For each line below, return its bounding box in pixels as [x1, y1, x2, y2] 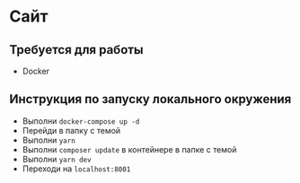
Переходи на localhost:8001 [22, 163, 131, 174]
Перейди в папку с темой [22, 125, 121, 135]
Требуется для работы [9, 42, 144, 57]
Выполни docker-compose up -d [22, 115, 140, 126]
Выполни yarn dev [22, 153, 92, 164]
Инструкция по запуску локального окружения [9, 91, 292, 107]
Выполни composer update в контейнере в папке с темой [22, 144, 237, 154]
